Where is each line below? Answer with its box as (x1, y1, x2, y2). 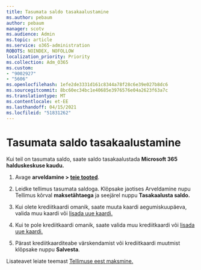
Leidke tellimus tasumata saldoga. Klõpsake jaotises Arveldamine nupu (14, 185, 191, 193)
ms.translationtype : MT (6, 93, 66, 99)
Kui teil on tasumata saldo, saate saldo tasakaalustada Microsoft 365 (6, 155, 178, 163)
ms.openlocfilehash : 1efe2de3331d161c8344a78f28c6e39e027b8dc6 (6, 82, 169, 88)
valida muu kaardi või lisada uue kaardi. (14, 210, 113, 217)
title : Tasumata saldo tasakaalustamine (6, 8, 110, 15)
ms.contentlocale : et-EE (6, 98, 69, 104)
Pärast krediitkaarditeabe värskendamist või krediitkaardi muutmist (14, 239, 181, 247)
